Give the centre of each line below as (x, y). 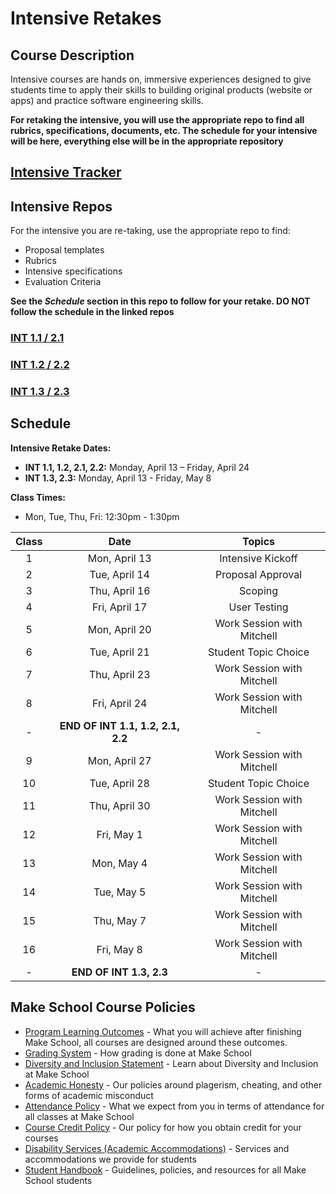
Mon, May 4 (119, 863)
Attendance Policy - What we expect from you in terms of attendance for (174, 1106)
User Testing (258, 607)
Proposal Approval (259, 574)
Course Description (72, 55)
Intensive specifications (73, 271)
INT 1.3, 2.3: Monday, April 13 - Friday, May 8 (118, 478)
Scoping (259, 590)
